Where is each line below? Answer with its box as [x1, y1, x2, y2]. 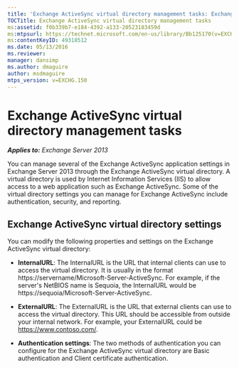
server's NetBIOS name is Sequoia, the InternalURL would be [17, 281, 197, 290]
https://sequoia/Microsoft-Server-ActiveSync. [17, 289, 152, 298]
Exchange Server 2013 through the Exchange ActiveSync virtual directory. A [7, 167, 230, 176]
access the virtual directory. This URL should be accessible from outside [17, 310, 230, 319]
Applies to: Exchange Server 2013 [7, 146, 108, 154]
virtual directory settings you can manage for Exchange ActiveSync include [7, 190, 228, 199]
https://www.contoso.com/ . [17, 325, 98, 334]
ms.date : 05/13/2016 [7, 43, 69, 51]
